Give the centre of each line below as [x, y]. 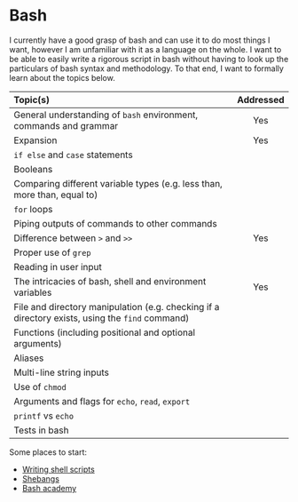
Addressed [261, 100]
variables [33, 292]
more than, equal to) [56, 195]
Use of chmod [40, 386]
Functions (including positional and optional [105, 332]
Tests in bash [41, 430]
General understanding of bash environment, [106, 115]
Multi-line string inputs [61, 372]
